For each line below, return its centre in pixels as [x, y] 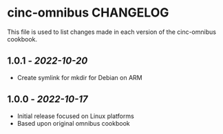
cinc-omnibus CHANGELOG [88, 13]
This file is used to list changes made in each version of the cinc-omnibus [112, 32]
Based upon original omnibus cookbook [73, 123]
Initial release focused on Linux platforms [75, 116]
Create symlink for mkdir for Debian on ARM [79, 77]
